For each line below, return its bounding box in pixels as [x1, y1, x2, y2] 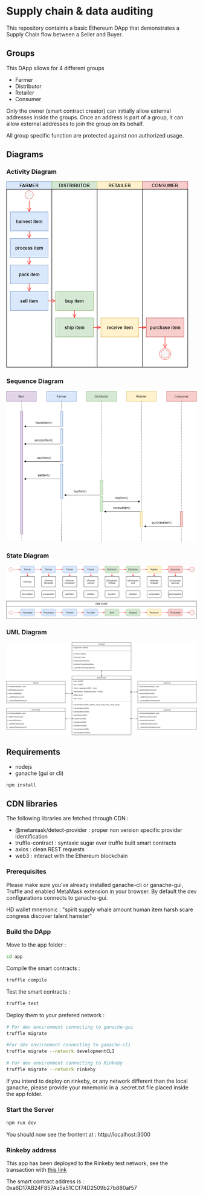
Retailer [14, 89, 34, 96]
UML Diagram [6, 628, 47, 637]
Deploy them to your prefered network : [6, 1011, 105, 1018]
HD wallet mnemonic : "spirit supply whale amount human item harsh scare [6, 906, 193, 913]
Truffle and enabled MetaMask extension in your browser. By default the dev [6, 888, 197, 895]
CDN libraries [6, 799, 58, 809]
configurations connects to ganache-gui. [6, 894, 108, 901]
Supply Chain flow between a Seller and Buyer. [6, 30, 123, 38]
